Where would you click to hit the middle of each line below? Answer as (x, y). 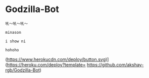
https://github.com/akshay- (115, 64)
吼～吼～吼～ (17, 24)
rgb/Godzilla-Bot (22, 70)
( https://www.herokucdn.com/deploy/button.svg (56, 59)
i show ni (16, 41)
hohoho (12, 50)
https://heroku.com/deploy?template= (46, 64)
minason (13, 32)
